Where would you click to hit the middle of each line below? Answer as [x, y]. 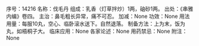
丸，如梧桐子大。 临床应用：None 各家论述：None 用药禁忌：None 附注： [97, 31]
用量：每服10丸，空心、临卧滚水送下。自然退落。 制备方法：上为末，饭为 [96, 24]
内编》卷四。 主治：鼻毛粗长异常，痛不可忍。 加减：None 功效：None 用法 [98, 16]
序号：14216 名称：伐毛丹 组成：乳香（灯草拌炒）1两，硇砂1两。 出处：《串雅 [100, 9]
